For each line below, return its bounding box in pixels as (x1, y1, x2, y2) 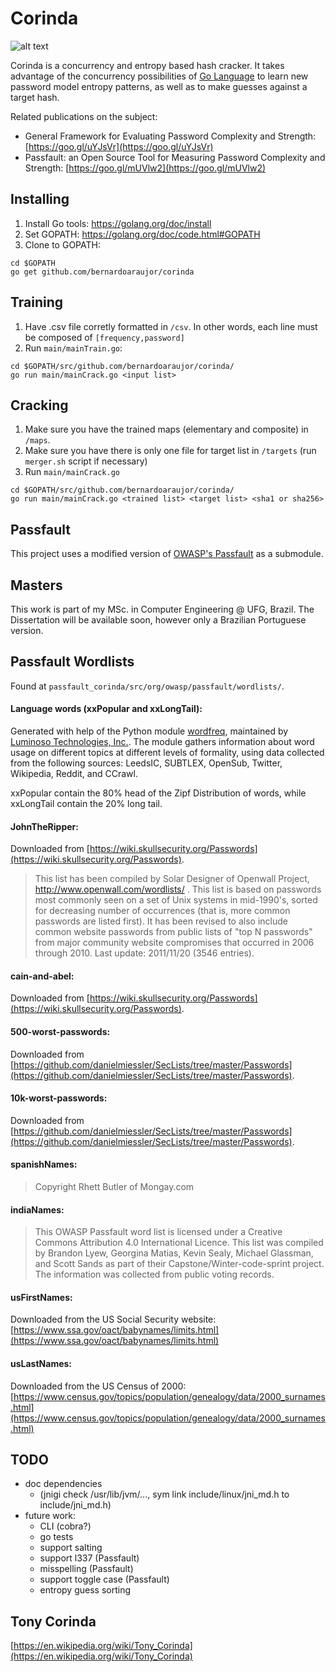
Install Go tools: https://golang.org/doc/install (24, 217, 212, 229)
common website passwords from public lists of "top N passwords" (34, 926, 313, 938)
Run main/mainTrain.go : (24, 342, 123, 354)
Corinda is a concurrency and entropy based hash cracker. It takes (10, 59, 285, 71)
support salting (39, 1542, 103, 1554)
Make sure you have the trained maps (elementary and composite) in (24, 423, 309, 436)
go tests (39, 1531, 74, 1543)
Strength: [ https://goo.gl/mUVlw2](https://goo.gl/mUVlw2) (24, 162, 267, 174)
